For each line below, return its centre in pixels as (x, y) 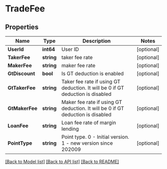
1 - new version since (87, 143)
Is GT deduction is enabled (93, 74)
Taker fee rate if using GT (91, 82)
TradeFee (25, 9)
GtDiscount (21, 74)
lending (70, 129)
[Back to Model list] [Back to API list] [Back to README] (62, 162)
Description (96, 41)
